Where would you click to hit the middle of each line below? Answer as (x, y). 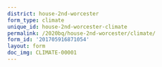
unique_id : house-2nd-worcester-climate (68, 27)
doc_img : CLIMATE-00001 (42, 53)
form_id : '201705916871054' (49, 40)
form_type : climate (36, 20)
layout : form (26, 46)
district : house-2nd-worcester (53, 14)
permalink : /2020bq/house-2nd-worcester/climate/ (82, 33)
